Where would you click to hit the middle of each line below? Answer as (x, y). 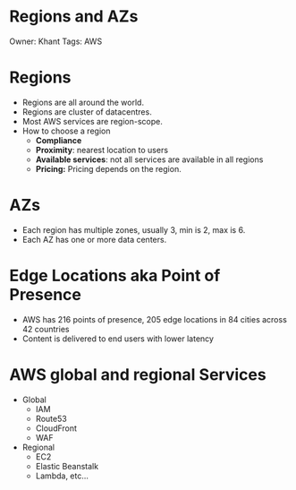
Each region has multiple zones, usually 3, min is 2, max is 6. (134, 229)
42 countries (46, 329)
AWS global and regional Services (138, 374)
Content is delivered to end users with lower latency (118, 339)
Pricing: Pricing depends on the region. (108, 168)
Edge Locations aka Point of (115, 276)
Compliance (59, 140)
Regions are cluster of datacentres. (87, 112)
